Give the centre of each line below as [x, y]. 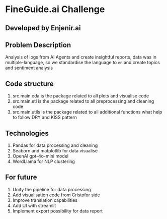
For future [21, 177]
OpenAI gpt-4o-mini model [40, 156]
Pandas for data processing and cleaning [55, 145]
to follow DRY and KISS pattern [45, 118]
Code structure [29, 84]
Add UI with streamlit [34, 205]
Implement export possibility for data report [58, 211]
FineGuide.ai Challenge [55, 9]
